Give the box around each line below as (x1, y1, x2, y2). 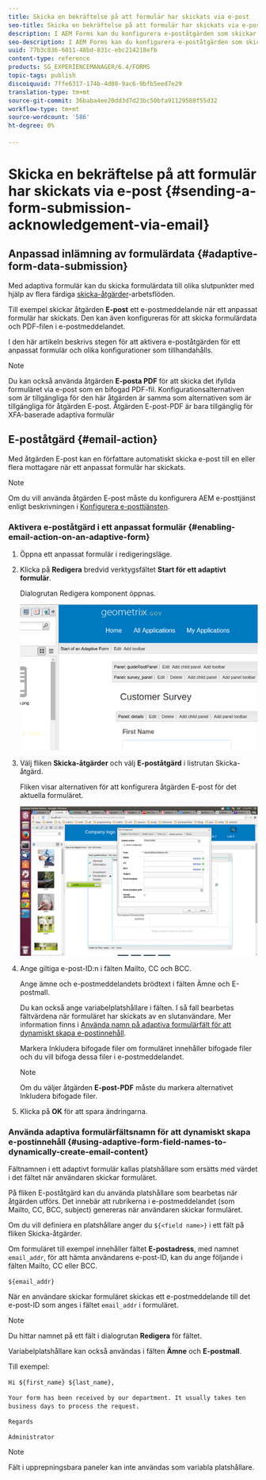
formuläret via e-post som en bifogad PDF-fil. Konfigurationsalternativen (8, 384, 245, 394)
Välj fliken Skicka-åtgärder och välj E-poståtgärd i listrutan (19, 758, 214, 768)
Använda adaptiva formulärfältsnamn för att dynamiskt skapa (8, 1126, 251, 1137)
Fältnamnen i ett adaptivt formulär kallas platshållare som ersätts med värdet (8, 1164, 258, 1174)
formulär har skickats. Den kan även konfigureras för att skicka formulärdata (8, 313, 257, 322)
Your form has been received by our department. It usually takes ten (8, 1393, 246, 1401)
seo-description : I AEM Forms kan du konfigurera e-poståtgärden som (8, 38, 243, 46)
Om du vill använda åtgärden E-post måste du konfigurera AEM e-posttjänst (8, 493, 256, 503)
